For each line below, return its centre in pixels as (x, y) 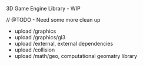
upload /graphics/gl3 (40, 37)
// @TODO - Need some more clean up (53, 20)
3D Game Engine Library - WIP (43, 8)
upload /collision (34, 50)
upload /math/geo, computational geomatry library (76, 56)
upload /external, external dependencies (64, 44)
